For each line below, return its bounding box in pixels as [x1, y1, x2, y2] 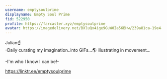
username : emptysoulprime [5, 7, 59, 12]
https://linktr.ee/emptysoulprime [5, 68, 71, 75]
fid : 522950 [5, 16, 30, 21]
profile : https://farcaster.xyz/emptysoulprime [5, 21, 106, 26]
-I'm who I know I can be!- [5, 59, 59, 65]
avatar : [5, 26, 21, 31]
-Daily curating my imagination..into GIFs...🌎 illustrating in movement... [5, 47, 151, 53]
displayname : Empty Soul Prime [5, 12, 70, 17]
